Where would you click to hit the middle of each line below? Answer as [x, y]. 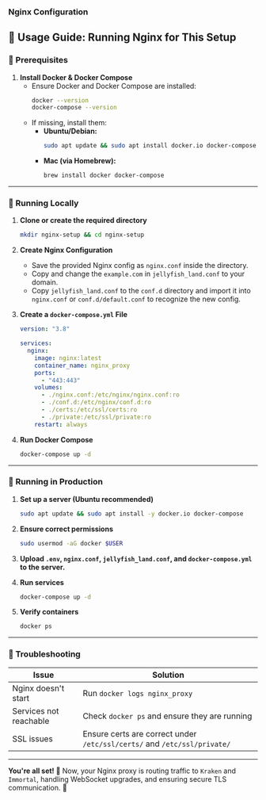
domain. [45, 282]
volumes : [49, 388]
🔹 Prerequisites [38, 60]
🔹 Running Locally [44, 203]
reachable [31, 721]
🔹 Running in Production [55, 482]
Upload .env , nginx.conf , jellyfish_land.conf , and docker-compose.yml [136, 558]
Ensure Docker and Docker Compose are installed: [114, 86]
